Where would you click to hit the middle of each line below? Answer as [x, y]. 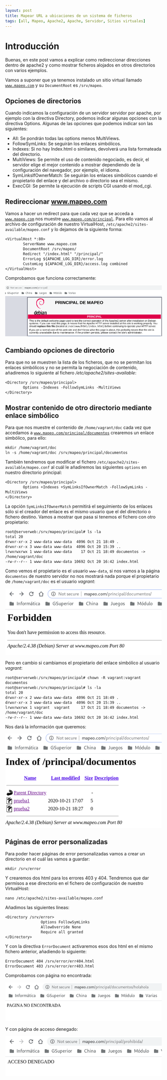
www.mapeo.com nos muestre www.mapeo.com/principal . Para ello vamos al [79, 219]
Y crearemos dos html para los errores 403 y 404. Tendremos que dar [77, 878]
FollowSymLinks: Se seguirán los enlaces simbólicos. [67, 144]
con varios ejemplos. [27, 71]
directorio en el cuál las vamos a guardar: [47, 859]
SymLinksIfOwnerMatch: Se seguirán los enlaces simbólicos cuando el [85, 175]
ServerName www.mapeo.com [50, 244]
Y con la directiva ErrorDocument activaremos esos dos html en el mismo [79, 946]
